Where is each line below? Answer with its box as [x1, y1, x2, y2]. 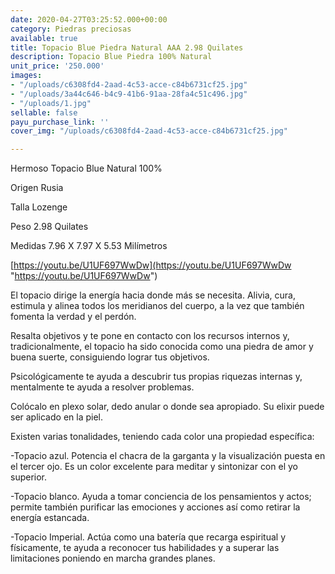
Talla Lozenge [10, 201, 68, 213]
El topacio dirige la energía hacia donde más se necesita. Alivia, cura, [10, 289, 296, 301]
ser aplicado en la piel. [10, 411, 103, 423]
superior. [10, 471, 48, 483]
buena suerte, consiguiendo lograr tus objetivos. [10, 351, 210, 363]
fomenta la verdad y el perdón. [10, 311, 137, 323]
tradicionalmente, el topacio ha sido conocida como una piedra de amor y [10, 341, 314, 353]
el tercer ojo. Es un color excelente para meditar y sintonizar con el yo [10, 461, 298, 473]
